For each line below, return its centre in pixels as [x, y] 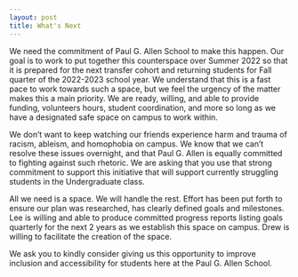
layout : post [33, 17]
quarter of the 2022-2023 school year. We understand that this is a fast [140, 79]
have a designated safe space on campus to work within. [113, 117]
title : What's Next [45, 26]
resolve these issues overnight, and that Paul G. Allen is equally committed [146, 153]
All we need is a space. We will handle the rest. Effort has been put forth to [146, 198]
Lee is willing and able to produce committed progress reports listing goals [146, 218]
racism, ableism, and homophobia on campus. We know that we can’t [137, 144]
